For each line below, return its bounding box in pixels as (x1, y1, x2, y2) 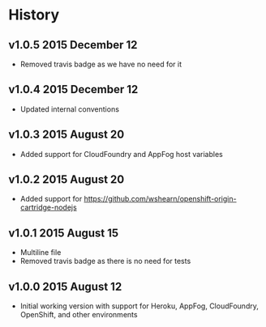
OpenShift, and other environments (19, 310, 138, 320)
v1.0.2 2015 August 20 (8, 172, 125, 187)
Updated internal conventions (19, 104, 120, 114)
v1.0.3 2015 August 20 (8, 128, 125, 142)
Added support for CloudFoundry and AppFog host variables (19, 149, 223, 159)
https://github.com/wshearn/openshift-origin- (84, 194, 237, 204)
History (8, 6, 60, 24)
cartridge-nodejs (19, 202, 77, 212)
